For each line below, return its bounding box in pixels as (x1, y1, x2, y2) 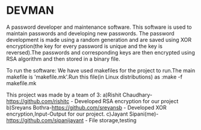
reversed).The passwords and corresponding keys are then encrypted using (6, 49, 196, 56)
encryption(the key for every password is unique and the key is (6, 43, 162, 50)
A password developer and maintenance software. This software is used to (6, 23, 192, 31)
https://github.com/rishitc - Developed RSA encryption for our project (6, 97, 179, 105)
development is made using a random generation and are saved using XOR (6, 36, 192, 43)
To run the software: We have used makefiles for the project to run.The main (6, 66, 196, 74)
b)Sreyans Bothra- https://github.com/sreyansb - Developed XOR (6, 104, 167, 111)
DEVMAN (6, 4, 54, 17)
